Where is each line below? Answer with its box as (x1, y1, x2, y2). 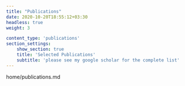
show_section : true (16, 46, 65, 53)
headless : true (6, 19, 43, 25)
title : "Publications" (6, 8, 62, 15)
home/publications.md (6, 73, 60, 80)
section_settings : (6, 41, 51, 47)
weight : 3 (6, 25, 31, 31)
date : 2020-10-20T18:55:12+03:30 (6, 14, 88, 20)
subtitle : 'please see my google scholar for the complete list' (16, 57, 180, 63)
